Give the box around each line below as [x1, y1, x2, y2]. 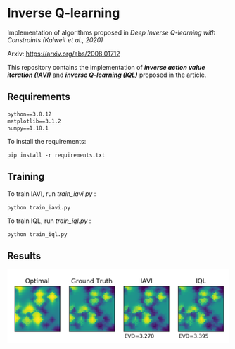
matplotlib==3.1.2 [7, 118, 61, 125]
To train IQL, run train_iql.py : [7, 216, 91, 225]
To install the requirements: [7, 137, 87, 145]
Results [7, 250, 42, 262]
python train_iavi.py [7, 204, 71, 211]
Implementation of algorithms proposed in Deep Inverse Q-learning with [7, 28, 216, 37]
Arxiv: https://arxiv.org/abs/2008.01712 [7, 49, 121, 58]
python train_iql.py [7, 231, 68, 238]
